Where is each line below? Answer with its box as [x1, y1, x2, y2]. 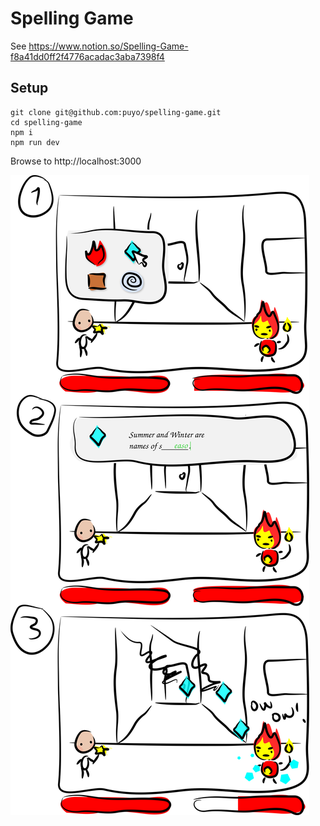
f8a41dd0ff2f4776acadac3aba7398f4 [10, 50, 165, 62]
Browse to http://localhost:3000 [10, 155, 142, 167]
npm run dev [10, 137, 60, 147]
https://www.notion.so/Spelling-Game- [28, 40, 189, 52]
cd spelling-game [10, 117, 83, 127]
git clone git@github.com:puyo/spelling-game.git [10, 107, 222, 117]
